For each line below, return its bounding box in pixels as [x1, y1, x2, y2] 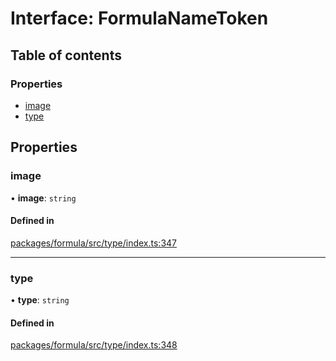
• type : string [10, 294, 70, 306]
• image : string [10, 192, 77, 204]
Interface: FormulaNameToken [10, 7, 269, 30]
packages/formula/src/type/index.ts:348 [10, 339, 178, 351]
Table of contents [10, 47, 122, 64]
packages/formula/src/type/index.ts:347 [10, 237, 177, 249]
